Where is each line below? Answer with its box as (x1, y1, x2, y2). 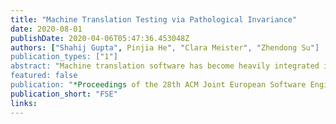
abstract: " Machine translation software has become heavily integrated (10, 61, 320, 71)
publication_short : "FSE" (10, 89, 118, 99)
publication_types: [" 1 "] (10, 52, 118, 62)
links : (10, 98, 38, 108)
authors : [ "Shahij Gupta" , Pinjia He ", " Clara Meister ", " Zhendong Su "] (10, 42, 320, 53)
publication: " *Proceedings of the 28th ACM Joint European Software (10, 80, 307, 90)
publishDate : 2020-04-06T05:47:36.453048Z (10, 33, 190, 43)
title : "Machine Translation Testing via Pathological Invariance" (10, 14, 298, 25)
